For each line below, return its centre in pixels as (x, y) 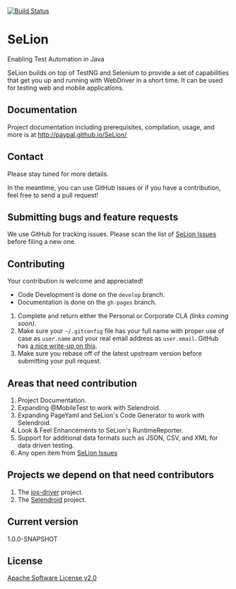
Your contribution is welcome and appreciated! (75, 281)
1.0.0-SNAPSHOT (33, 539)
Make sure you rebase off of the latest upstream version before (110, 354)
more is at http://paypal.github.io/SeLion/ (67, 134)
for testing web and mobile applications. (66, 88)
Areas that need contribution (72, 383)
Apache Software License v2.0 (52, 578)
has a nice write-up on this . (57, 346)
